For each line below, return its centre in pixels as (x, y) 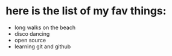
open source (30, 40)
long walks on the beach (45, 27)
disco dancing (32, 33)
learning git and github (43, 46)
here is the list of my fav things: (86, 11)
